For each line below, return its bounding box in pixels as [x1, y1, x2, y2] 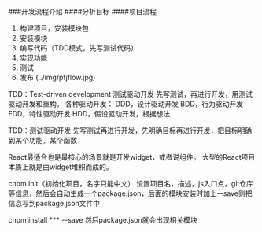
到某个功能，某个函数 [8, 136, 77, 145]
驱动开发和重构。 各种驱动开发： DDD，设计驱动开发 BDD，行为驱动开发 [8, 99, 244, 109]
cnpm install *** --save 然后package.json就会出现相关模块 [8, 215, 198, 224]
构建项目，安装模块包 [19, 24, 89, 33]
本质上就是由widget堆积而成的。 [8, 162, 113, 171]
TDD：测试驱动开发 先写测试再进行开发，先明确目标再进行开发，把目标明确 [8, 126, 253, 135]
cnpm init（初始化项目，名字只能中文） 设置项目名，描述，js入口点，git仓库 [8, 179, 253, 188]
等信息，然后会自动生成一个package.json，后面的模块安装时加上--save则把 [8, 189, 253, 198]
